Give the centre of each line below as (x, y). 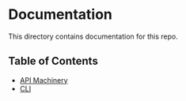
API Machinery (44, 80)
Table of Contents (53, 61)
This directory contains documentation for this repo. (93, 36)
